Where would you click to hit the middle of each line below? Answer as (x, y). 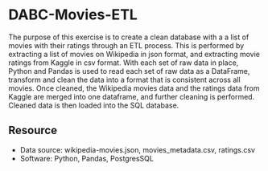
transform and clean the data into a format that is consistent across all (124, 79)
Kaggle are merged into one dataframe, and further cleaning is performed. (132, 96)
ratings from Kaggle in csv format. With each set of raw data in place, (124, 63)
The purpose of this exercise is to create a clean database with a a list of (129, 37)
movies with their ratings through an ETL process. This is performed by (126, 45)
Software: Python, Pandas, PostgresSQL (87, 158)
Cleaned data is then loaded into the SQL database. (94, 105)
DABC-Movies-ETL (73, 15)
